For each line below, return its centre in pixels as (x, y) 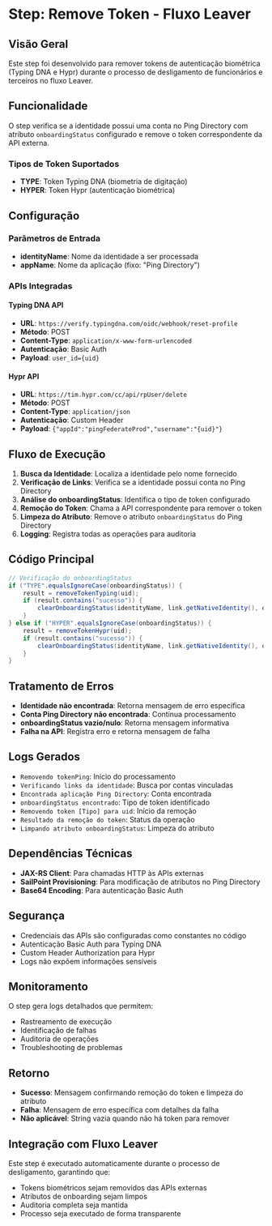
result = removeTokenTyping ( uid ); (81, 593)
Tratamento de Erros (62, 686)
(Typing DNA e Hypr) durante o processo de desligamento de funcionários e (136, 72)
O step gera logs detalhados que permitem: (81, 1006)
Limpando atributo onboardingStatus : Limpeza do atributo (117, 828)
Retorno (29, 1073)
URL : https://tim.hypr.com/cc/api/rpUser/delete (104, 395)
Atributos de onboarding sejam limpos (84, 1196)
